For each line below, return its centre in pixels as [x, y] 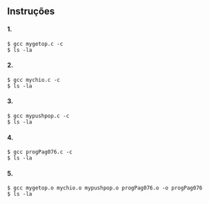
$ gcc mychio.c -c [34, 80]
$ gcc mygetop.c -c [35, 44]
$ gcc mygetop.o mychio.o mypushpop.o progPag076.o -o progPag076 [105, 188]
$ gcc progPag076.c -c [40, 152]
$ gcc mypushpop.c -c [38, 116]
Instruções [31, 11]
